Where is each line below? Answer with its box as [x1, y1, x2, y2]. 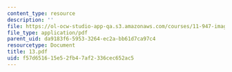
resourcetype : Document [7, 42, 76, 49]
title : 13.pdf [7, 49, 48, 56]
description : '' [7, 16, 54, 23]
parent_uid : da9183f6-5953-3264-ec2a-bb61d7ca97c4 [7, 36, 156, 43]
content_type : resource [7, 10, 76, 17]
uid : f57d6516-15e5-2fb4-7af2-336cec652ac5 [7, 55, 135, 62]
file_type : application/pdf [7, 29, 88, 36]
